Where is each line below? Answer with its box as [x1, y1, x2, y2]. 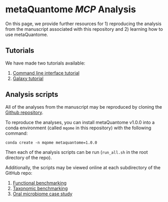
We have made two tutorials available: [5, 60, 86, 66]
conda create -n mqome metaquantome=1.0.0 [5, 140, 97, 145]
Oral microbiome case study [12, 191, 73, 197]
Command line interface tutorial [12, 70, 80, 76]
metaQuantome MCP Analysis [5, 4, 136, 15]
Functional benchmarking [12, 179, 67, 186]
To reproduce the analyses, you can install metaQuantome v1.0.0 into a [5, 119, 155, 125]
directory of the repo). [5, 154, 52, 160]
